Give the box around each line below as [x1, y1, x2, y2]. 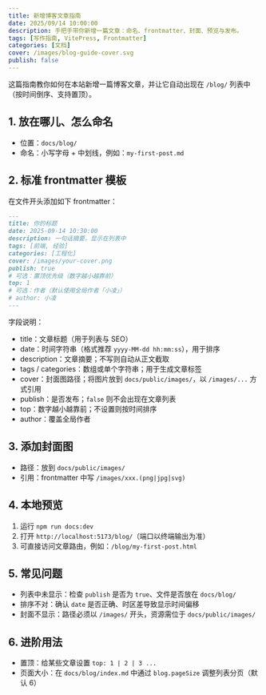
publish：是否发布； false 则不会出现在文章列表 [19, 394, 177, 404]
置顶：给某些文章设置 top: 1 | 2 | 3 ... [19, 658, 157, 668]
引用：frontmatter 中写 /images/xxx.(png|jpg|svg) [19, 472, 186, 482]
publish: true [8, 264, 56, 272]
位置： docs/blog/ [19, 138, 77, 147]
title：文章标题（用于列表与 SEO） [19, 334, 133, 343]
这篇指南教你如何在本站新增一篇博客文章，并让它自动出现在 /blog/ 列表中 [8, 79, 251, 89]
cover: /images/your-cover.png [8, 257, 113, 265]
